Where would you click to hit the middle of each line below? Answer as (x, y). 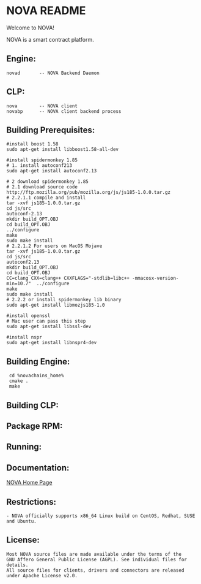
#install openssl (28, 316)
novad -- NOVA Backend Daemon (53, 73)
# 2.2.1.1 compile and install (46, 198)
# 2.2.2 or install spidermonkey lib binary (64, 300)
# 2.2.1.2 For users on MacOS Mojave (54, 246)
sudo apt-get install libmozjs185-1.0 (56, 305)
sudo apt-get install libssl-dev (49, 327)
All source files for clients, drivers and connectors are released (95, 570)
